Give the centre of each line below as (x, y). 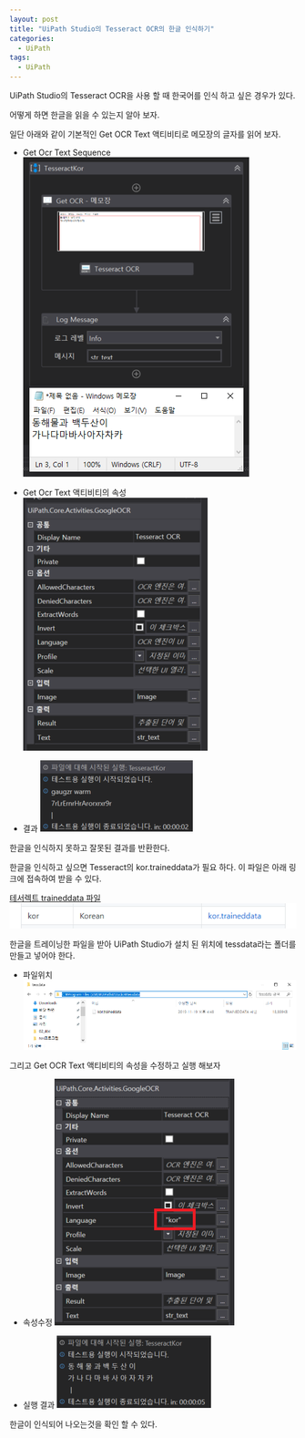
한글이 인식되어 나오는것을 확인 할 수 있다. (83, 1424)
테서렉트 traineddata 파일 (56, 898)
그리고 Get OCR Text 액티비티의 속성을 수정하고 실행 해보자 (115, 1065)
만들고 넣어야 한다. (42, 956)
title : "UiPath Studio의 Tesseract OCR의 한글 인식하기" (112, 29)
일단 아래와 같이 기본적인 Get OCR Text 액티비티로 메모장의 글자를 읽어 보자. (145, 134)
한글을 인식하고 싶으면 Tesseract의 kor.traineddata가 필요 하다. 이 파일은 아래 (148, 867)
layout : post (34, 19)
